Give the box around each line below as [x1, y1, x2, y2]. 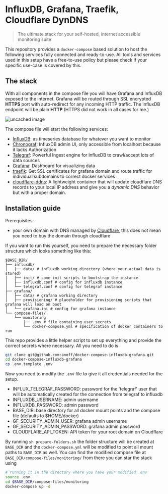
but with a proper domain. [12, 189, 66, 195]
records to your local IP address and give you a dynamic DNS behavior [12, 184, 159, 190]
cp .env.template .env [5, 362, 53, 367]
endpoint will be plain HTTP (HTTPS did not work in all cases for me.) [5, 106, 149, 112]
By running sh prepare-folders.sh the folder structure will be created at [5, 438, 154, 445]
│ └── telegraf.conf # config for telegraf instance [5, 284, 123, 289]
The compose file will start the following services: [5, 126, 108, 132]
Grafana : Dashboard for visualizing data [12, 163, 96, 169]
